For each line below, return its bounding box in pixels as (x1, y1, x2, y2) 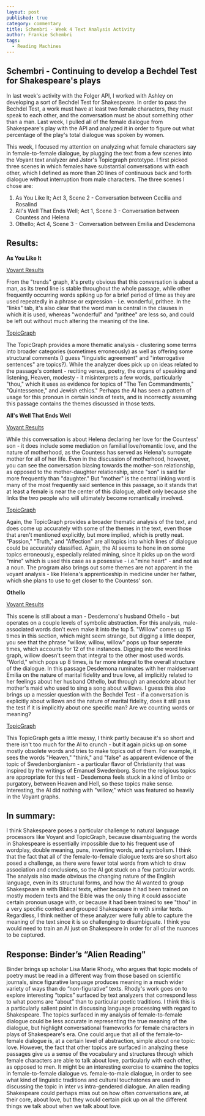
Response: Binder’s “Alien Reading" (6, 949, 146, 959)
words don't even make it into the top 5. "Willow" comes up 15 (35, 625, 192, 633)
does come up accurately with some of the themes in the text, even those (6, 525, 192, 532)
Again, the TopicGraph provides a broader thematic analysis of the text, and (6, 518, 198, 525)
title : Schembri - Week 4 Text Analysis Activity (6, 26, 136, 33)
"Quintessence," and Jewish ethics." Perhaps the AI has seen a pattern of (6, 386, 192, 394)
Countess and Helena (15, 213, 70, 221)
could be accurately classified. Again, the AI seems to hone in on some (6, 544, 185, 552)
